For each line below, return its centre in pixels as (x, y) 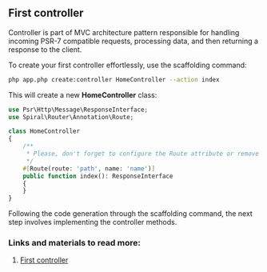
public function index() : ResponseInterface (98, 176)
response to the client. (45, 49)
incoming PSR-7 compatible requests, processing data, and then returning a (133, 41)
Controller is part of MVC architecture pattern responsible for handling (124, 32)
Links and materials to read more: (75, 243)
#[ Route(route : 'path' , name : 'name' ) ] (89, 168)
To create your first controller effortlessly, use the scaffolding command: (128, 65)
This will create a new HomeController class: (83, 94)
